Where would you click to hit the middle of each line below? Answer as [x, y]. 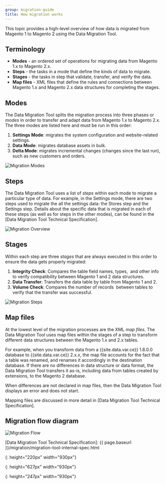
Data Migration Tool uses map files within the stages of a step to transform [81, 335]
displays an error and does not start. [42, 390]
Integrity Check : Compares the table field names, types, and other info [86, 271]
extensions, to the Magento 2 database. [46, 376]
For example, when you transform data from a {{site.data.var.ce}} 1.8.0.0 [79, 349]
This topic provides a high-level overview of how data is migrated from [77, 28]
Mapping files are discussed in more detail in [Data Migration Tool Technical [83, 400]
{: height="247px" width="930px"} [41, 477]
